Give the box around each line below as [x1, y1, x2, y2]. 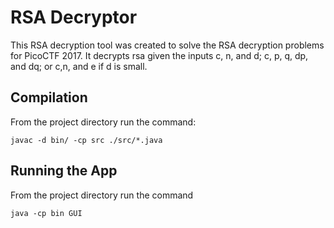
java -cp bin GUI [10, 208, 83, 218]
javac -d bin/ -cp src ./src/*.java [10, 135, 163, 145]
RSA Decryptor [10, 6, 138, 29]
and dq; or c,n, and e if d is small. [10, 60, 148, 72]
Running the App [10, 162, 118, 180]
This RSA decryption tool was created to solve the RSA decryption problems [10, 39, 325, 51]
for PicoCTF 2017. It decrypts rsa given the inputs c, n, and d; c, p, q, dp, [10, 49, 309, 61]
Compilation [10, 89, 88, 106]
